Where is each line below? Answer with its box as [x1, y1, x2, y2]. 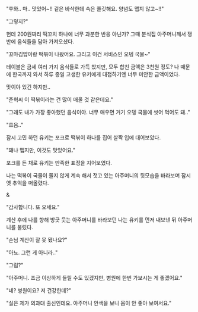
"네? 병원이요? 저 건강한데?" [6, 287, 72, 294]
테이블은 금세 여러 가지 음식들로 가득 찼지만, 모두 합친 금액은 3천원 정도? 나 [6, 63, 180, 70]
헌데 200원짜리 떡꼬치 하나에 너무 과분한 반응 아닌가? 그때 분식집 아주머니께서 [6, 30, 186, 38]
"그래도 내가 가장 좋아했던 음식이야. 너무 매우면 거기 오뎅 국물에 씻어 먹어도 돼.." [6, 109, 191, 116]
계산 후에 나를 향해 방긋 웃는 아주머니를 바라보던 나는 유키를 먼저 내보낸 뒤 [6, 216, 177, 223]
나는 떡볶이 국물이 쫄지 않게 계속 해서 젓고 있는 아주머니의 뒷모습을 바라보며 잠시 [6, 172, 191, 179]
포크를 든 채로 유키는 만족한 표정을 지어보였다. [6, 160, 113, 166]
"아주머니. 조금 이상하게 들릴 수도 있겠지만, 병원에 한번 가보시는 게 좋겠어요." [6, 274, 183, 281]
